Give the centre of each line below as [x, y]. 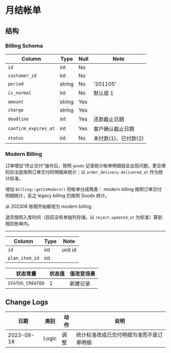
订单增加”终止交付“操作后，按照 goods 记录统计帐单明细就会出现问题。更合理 [86, 166]
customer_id [22, 75]
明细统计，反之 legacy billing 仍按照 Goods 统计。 [58, 196]
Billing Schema [24, 45]
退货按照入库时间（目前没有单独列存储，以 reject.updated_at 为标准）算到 [84, 218]
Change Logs [27, 302]
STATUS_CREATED [26, 283]
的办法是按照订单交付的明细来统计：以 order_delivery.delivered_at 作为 [82, 172]
